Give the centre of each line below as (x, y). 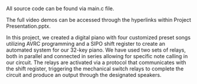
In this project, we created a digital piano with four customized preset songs (98, 37)
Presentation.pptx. (29, 26)
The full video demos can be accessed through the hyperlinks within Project (99, 20)
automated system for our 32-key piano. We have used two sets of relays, (96, 50)
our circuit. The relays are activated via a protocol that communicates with (96, 62)
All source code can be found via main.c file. (60, 9)
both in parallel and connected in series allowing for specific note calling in (97, 56)
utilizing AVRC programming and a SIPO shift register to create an (86, 44)
